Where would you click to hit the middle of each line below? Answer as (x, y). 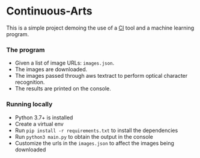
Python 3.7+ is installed (44, 117)
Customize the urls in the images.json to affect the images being (94, 143)
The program (26, 49)
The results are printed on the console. (63, 89)
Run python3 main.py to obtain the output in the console (84, 136)
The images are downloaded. (51, 69)
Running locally (29, 104)
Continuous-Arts (50, 11)
